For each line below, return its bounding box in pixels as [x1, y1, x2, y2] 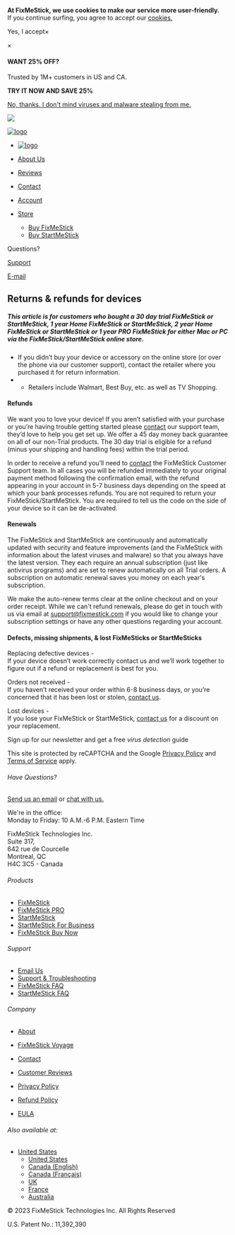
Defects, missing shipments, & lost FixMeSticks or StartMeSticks [7, 633, 203, 642]
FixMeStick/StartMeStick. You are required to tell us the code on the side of [7, 496, 227, 505]
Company [7, 1005, 36, 1013]
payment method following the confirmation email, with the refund [7, 474, 200, 482]
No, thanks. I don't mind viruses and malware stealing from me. [7, 101, 192, 109]
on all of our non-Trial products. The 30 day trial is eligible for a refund [7, 437, 212, 445]
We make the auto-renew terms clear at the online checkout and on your [7, 594, 219, 603]
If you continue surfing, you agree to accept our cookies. [7, 13, 173, 22]
